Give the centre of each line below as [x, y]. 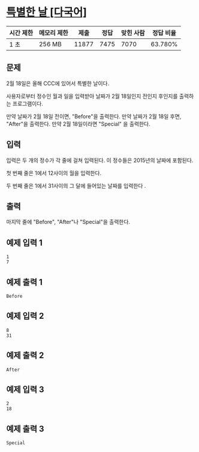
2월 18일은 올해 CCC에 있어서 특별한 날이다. [58, 83]
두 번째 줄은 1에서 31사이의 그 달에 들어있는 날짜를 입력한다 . [76, 185]
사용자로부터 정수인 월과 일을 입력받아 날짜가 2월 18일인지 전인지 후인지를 [92, 96]
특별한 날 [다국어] [46, 12]
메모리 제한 [54, 32]
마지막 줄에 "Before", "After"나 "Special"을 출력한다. [68, 222]
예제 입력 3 [25, 390]
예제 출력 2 [25, 356]
